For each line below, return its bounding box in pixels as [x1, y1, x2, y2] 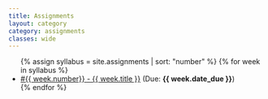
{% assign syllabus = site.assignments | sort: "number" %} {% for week [19, 57, 261, 67]
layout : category [8, 19, 67, 28]
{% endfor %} [19, 83, 67, 93]
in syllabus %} [19, 66, 69, 75]
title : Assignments [8, 11, 75, 20]
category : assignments [8, 27, 85, 35]
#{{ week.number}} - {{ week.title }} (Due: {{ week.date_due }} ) [19, 74, 236, 84]
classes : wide [8, 34, 57, 43]
